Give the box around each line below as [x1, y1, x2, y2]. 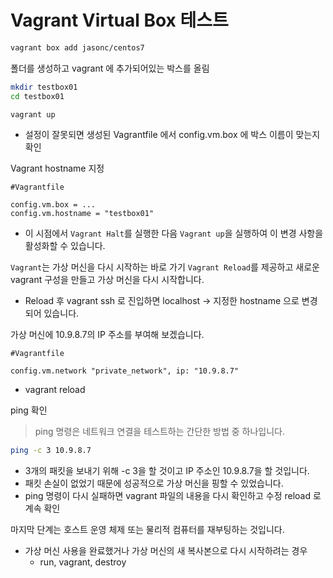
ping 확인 [10, 404, 48, 416]
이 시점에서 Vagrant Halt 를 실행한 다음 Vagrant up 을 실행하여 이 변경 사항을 [24, 227, 324, 240]
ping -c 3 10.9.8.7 [10, 446, 92, 456]
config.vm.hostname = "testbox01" [10, 209, 155, 219]
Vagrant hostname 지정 [10, 162, 105, 175]
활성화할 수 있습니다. [24, 240, 106, 252]
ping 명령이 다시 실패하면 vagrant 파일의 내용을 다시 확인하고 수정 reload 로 [24, 490, 322, 502]
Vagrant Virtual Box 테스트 [10, 9, 229, 32]
